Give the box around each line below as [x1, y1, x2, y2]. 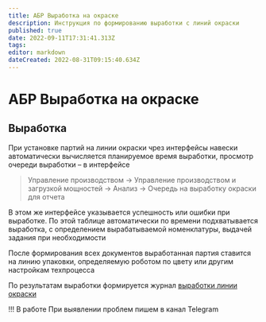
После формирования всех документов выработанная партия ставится [8, 248, 252, 258]
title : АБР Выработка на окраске [8, 11, 119, 20]
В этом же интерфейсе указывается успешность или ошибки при [8, 208, 230, 217]
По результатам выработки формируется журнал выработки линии [8, 280, 238, 290]
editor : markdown [8, 48, 66, 56]
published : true [8, 26, 62, 34]
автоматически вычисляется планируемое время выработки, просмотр [8, 151, 254, 161]
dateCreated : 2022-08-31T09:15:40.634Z [8, 56, 141, 64]
